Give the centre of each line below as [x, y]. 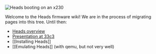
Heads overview [29, 31]
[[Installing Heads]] [32, 41]
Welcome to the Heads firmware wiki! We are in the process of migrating [78, 17]
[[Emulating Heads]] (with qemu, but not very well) [63, 47]
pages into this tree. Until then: [36, 22]
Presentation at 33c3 [33, 36]
